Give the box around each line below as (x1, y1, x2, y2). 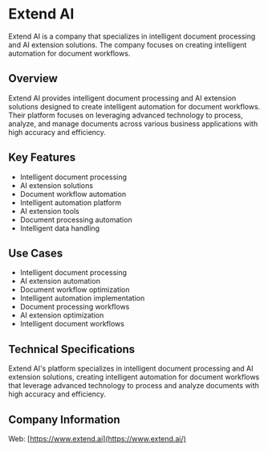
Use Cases (8, 246, 63, 260)
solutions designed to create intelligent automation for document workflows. (8, 101, 261, 111)
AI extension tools (19, 206, 80, 215)
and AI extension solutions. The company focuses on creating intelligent (8, 39, 247, 49)
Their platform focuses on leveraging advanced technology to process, (8, 110, 243, 120)
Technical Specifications (8, 342, 136, 356)
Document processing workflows (19, 302, 130, 312)
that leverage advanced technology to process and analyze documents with (8, 381, 259, 391)
